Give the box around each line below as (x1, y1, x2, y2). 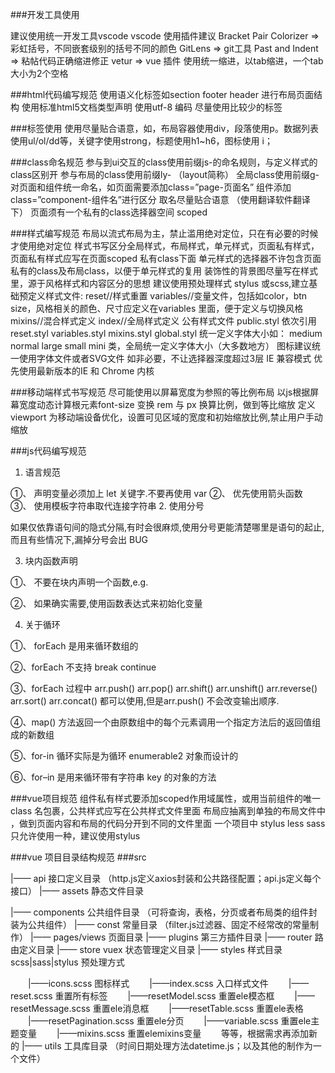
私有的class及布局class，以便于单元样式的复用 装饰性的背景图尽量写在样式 (10, 265, 318, 277)
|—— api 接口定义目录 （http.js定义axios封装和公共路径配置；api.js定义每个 (10, 873, 322, 884)
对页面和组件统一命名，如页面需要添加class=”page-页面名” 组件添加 (10, 181, 292, 193)
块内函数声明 (24, 555, 78, 567)
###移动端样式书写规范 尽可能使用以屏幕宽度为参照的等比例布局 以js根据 (10, 386, 311, 398)
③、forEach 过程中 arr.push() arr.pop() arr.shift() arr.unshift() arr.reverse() (10, 683, 318, 694)
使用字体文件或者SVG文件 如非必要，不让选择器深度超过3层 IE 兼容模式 (18, 353, 312, 364)
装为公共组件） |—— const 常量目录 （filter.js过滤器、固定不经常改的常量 (10, 919, 311, 930)
